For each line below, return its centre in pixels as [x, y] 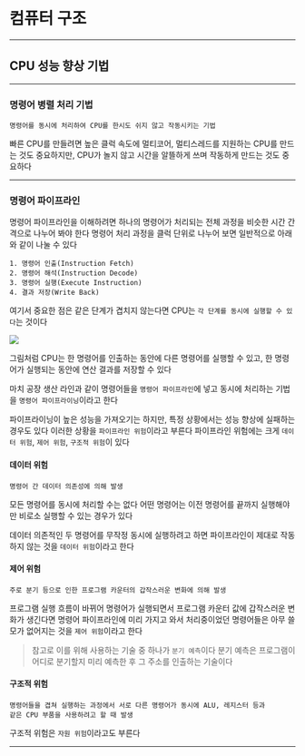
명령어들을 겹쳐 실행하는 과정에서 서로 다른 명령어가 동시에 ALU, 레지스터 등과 [138, 705]
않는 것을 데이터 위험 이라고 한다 [80, 546]
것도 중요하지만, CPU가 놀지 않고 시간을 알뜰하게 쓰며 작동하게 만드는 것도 [149, 155]
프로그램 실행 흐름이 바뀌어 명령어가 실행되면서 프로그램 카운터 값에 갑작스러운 [148, 608]
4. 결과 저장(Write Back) [54, 293]
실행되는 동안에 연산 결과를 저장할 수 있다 [99, 369]
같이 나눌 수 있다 [48, 245]
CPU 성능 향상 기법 [59, 66]
